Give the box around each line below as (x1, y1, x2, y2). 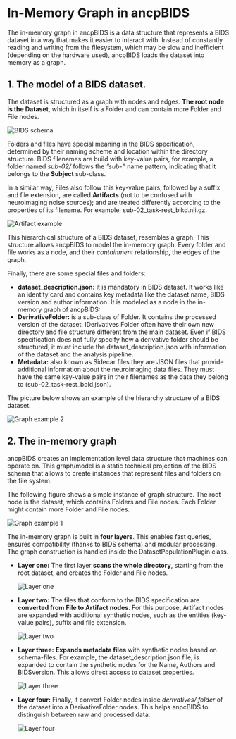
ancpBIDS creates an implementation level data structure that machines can (7, 454, 228, 462)
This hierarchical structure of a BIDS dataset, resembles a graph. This (7, 232, 209, 241)
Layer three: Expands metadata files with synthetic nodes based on (17, 645, 217, 654)
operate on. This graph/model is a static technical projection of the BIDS (7, 461, 217, 470)
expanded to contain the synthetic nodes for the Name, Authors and (17, 660, 216, 669)
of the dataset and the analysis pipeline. (17, 350, 134, 359)
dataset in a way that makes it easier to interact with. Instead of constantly (7, 35, 223, 44)
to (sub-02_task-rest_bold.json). (17, 380, 111, 388)
